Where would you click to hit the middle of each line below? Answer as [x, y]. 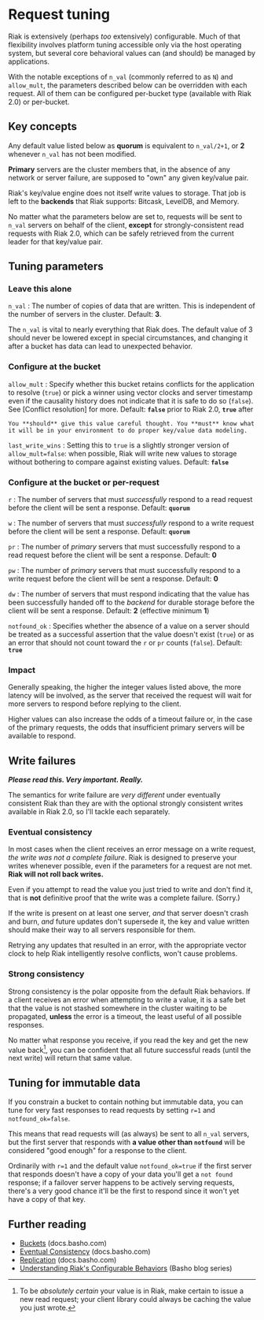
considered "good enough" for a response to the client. [97, 1151]
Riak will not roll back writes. [56, 874]
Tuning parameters [56, 267]
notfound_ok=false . [39, 1119]
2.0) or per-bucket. [39, 102]
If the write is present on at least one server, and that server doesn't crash [128, 913]
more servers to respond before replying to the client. [95, 704]
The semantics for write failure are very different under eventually [115, 795]
